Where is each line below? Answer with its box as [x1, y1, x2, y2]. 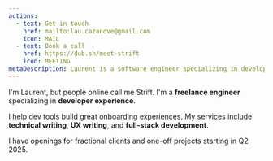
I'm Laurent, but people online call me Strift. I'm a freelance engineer [8, 87, 241, 97]
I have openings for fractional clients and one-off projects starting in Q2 [8, 136, 249, 146]
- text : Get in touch [15, 20, 89, 28]
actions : [8, 11, 38, 20]
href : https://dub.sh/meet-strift [23, 50, 140, 58]
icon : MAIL [23, 34, 60, 43]
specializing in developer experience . [8, 95, 136, 106]
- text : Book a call [15, 42, 85, 50]
